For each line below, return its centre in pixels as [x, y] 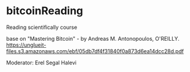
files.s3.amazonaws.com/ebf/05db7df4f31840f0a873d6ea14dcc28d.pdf [95, 51]
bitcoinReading [45, 11]
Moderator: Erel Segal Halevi [41, 63]
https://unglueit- [26, 45]
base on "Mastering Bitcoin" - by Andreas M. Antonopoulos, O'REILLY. [93, 38]
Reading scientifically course [42, 27]
